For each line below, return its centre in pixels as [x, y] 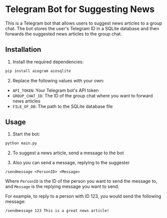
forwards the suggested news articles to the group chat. [64, 34]
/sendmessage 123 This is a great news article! [57, 211]
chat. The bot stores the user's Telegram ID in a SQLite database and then [82, 28]
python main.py [21, 143]
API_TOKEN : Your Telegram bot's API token [56, 90]
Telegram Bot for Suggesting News [80, 9]
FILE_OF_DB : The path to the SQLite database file [63, 106]
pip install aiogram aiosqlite [38, 71]
